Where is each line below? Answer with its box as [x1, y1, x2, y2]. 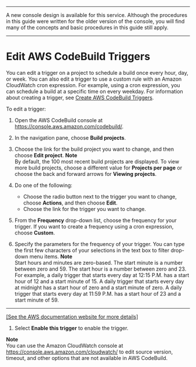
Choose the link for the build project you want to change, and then [14, 146, 174, 153]
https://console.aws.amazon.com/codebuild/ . [14, 123, 124, 130]
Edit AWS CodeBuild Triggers [6, 50, 150, 63]
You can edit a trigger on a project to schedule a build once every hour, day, [6, 69, 188, 76]
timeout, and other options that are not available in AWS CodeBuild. [6, 354, 168, 361]
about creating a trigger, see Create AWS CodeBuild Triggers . [6, 94, 154, 101]
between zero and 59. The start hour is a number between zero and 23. [14, 265, 187, 272]
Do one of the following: [14, 182, 73, 189]
